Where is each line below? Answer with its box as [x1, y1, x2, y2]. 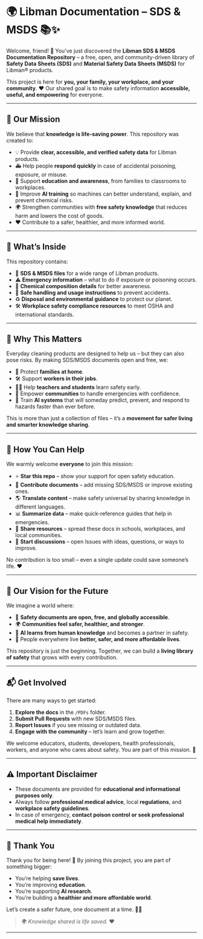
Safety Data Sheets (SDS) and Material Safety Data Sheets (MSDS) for [6, 60, 185, 67]
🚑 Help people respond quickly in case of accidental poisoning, [14, 162, 177, 170]
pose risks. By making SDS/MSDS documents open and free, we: [6, 357, 169, 364]
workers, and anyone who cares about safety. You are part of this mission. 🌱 [6, 746, 196, 753]
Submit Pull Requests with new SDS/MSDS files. [14, 715, 137, 722]
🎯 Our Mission [6, 114, 60, 125]
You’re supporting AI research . [14, 888, 92, 895]
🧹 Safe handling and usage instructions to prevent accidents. [14, 289, 170, 296]
